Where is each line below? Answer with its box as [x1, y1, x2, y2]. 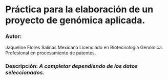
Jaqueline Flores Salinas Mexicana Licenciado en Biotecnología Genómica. [5, 45, 163, 51]
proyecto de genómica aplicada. [5, 14, 145, 26]
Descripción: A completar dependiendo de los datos [5, 63, 138, 70]
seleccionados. [5, 69, 45, 76]
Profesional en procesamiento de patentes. [5, 50, 96, 56]
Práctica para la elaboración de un [5, 4, 154, 15]
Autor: [5, 33, 22, 40]
